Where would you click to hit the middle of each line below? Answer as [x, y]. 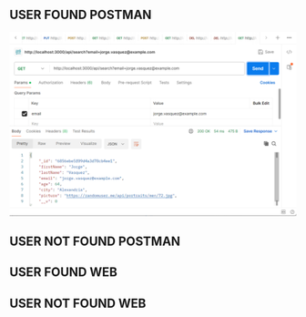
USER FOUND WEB [64, 272]
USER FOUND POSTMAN [81, 15]
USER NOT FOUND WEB [78, 303]
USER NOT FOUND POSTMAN [95, 242]
